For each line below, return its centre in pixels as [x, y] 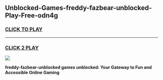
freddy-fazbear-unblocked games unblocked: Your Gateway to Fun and [78, 67]
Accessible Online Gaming [32, 72]
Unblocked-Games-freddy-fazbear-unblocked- [78, 8]
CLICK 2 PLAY [22, 48]
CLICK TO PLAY [24, 30]
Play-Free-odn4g [32, 16]
